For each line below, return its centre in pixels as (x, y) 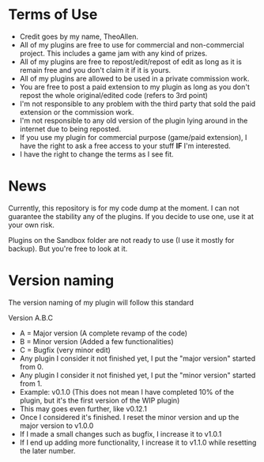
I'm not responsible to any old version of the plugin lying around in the (134, 120)
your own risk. (32, 225)
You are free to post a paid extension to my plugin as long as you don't (135, 87)
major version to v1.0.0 (57, 426)
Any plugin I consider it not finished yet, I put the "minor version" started (138, 375)
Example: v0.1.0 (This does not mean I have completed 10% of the (127, 392)
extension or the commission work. (77, 112)
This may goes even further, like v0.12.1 (83, 408)
